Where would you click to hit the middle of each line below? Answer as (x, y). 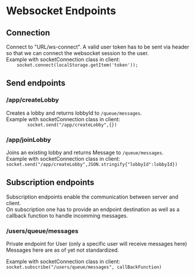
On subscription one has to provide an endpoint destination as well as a (93, 209)
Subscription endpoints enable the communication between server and (92, 197)
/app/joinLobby (29, 139)
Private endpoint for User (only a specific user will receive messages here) (97, 244)
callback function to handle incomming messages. (67, 215)
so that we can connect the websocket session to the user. (77, 53)
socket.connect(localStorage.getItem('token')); (77, 65)
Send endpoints (36, 83)
